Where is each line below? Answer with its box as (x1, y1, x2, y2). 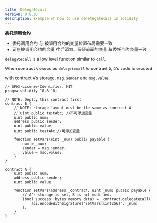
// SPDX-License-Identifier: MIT (5, 85, 73, 89)
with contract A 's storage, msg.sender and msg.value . (5, 75, 110, 81)
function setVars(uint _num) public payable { (14, 137, 110, 142)
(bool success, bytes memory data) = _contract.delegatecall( (22, 197, 151, 202)
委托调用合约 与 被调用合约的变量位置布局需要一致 (12, 40, 113, 46)
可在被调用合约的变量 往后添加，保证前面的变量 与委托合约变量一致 (12, 47, 147, 52)
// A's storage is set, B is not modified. (22, 192, 112, 197)
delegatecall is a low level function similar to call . (5, 56, 106, 62)
